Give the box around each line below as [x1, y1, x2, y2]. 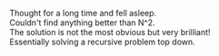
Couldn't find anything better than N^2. [9, 17, 156, 28]
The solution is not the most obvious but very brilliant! [9, 27, 211, 37]
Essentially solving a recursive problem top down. [9, 36, 195, 47]
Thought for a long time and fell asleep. [9, 8, 157, 18]
